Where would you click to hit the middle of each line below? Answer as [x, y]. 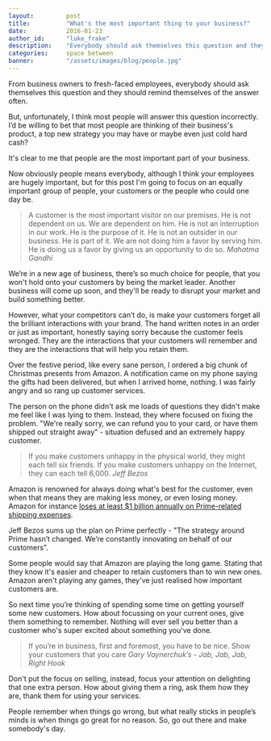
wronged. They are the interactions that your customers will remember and [133, 341]
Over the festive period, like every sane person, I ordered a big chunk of [128, 365]
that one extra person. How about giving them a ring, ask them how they [129, 687]
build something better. [47, 299]
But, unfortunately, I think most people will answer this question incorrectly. [133, 116]
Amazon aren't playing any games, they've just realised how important [125, 580]
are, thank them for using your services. [75, 696]
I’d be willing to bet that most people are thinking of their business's [121, 125]
